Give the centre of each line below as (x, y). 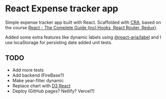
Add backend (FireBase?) (38, 75)
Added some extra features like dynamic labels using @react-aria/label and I (83, 37)
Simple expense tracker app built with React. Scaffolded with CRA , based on (83, 22)
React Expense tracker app (62, 9)
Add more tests (28, 70)
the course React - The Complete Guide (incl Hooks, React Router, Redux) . (81, 27)
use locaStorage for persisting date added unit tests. (59, 42)
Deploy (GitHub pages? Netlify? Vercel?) (54, 91)
